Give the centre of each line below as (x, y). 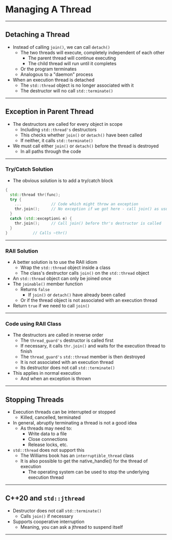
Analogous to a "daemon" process (57, 74)
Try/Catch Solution (29, 169)
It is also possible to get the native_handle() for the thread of (84, 461)
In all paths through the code (51, 151)
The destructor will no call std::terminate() (67, 90)
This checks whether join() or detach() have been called (81, 135)
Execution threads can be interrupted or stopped (64, 412)
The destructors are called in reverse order (58, 335)
